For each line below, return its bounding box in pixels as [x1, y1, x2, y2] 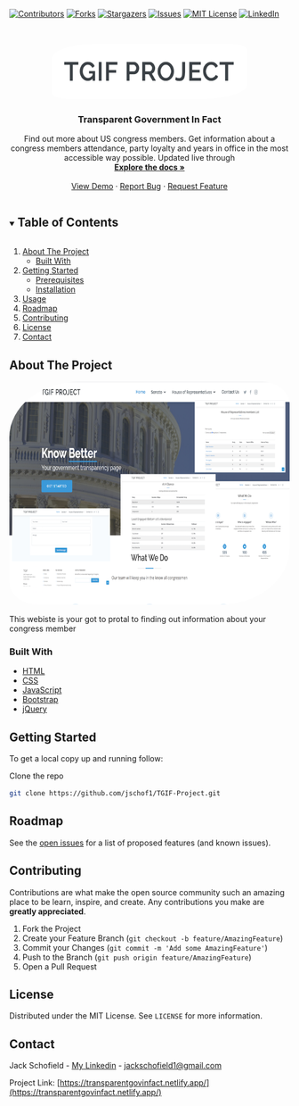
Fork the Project [21, 923, 82, 934]
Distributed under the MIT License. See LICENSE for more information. [9, 1010, 263, 1021]
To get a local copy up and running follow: [9, 753, 164, 764]
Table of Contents [17, 214, 118, 229]
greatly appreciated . [9, 906, 86, 917]
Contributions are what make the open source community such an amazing [9, 886, 285, 897]
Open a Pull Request [21, 960, 98, 972]
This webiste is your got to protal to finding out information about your [9, 613, 267, 624]
